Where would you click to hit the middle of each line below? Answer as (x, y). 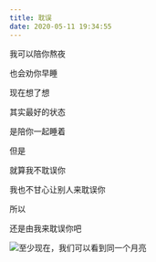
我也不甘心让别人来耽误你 (57, 189)
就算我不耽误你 (37, 170)
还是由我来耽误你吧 (46, 228)
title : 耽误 (31, 18)
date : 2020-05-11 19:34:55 (61, 26)
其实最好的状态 (37, 111)
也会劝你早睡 (33, 73)
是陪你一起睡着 (37, 131)
